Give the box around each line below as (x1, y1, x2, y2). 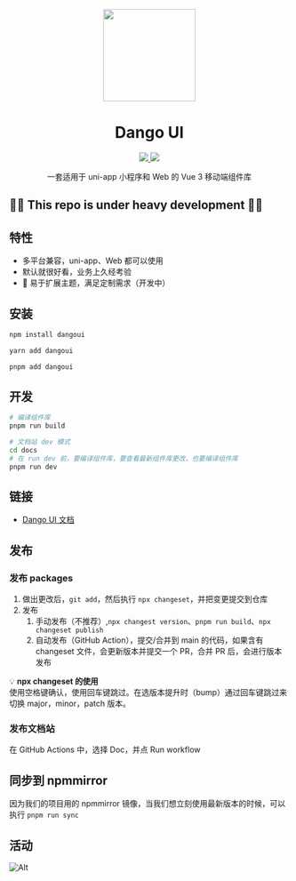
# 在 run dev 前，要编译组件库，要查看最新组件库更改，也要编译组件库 (9, 453, 238, 463)
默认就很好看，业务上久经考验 (21, 267, 132, 277)
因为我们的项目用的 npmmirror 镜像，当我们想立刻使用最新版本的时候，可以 (9, 798, 286, 809)
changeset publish (35, 626, 104, 635)
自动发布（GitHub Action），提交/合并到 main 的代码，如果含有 (35, 635, 264, 645)
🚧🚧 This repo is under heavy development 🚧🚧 (9, 197, 264, 212)
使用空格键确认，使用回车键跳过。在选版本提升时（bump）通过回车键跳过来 (9, 687, 287, 698)
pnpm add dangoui (9, 362, 74, 372)
